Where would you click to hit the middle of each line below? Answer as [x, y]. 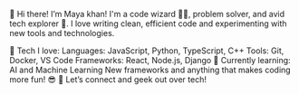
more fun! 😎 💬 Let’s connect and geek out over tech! [108, 80]
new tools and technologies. [62, 33]
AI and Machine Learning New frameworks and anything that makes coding [150, 70]
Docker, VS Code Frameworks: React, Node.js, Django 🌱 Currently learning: [150, 60]
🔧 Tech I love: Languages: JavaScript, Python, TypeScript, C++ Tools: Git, [147, 51]
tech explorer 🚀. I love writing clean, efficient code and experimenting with [148, 23]
